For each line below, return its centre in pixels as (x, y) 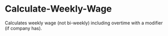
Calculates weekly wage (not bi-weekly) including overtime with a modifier (84, 23)
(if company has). (23, 28)
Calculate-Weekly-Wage (58, 9)
